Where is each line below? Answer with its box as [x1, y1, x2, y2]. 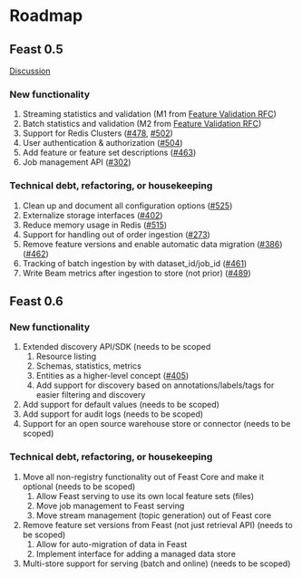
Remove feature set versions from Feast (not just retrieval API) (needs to [22, 519, 293, 530]
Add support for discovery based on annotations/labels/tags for [35, 380, 275, 390]
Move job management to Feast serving [35, 500, 185, 511]
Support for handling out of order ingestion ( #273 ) [22, 228, 210, 240]
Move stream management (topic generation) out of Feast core [35, 509, 272, 521]
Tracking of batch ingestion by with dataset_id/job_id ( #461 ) [22, 257, 248, 268]
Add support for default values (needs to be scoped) [22, 400, 220, 410]
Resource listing [35, 351, 97, 362]
